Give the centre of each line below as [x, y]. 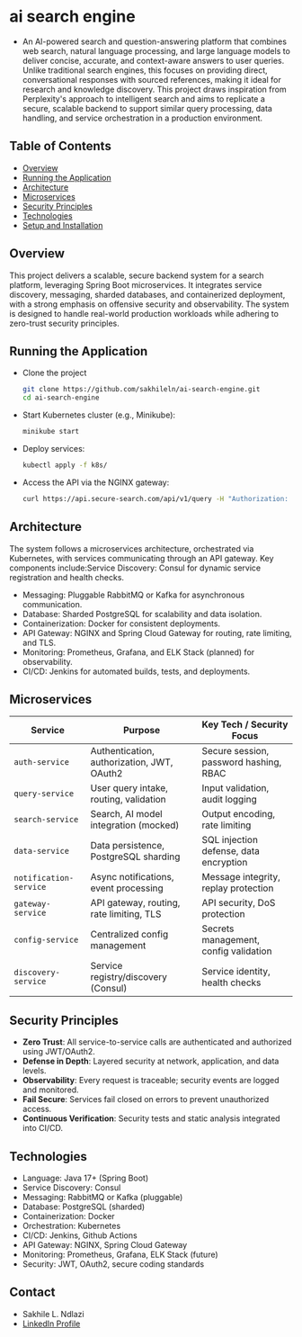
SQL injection [230, 840]
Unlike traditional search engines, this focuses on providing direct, [145, 70]
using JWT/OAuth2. [59, 1052]
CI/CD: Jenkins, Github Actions [80, 1235]
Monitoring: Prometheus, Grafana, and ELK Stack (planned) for [138, 652]
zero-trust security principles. [64, 323]
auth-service [42, 763]
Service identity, [236, 972]
